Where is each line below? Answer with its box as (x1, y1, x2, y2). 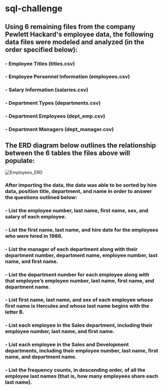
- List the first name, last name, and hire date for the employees (5, 226, 159, 233)
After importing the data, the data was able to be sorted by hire (5, 182, 157, 188)
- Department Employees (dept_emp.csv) (5, 113, 105, 120)
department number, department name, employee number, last (5, 252, 158, 259)
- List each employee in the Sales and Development (5, 341, 129, 348)
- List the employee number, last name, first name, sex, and (5, 207, 148, 214)
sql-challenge (5, 3, 62, 14)
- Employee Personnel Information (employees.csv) (5, 73, 130, 80)
